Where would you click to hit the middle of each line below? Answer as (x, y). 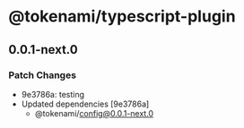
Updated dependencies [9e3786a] (85, 104)
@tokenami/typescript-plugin (122, 17)
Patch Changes (43, 75)
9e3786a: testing (53, 94)
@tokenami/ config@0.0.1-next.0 (94, 113)
